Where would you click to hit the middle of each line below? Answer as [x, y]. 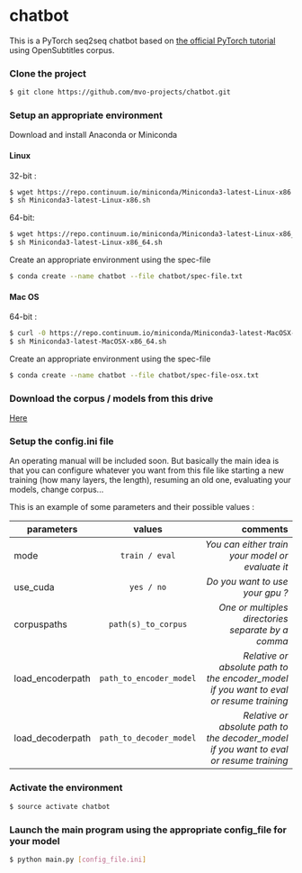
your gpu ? [266, 593]
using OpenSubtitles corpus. [62, 50]
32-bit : [23, 176]
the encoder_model [247, 678]
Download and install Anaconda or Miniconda [93, 135]
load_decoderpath [53, 738]
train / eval [148, 556]
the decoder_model [247, 738]
